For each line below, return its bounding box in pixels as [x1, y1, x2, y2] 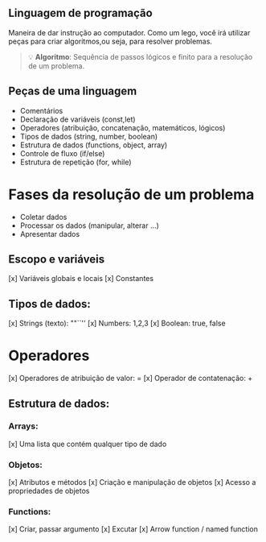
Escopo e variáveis [8, 252, 105, 266]
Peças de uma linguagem [8, 85, 137, 98]
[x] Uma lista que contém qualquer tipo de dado [8, 439, 167, 449]
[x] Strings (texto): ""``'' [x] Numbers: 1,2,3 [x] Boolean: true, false [8, 318, 227, 329]
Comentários [19, 106, 63, 115]
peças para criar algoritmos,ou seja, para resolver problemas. [8, 36, 213, 46]
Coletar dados [19, 212, 68, 221]
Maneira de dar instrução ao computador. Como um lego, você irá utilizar [8, 27, 251, 37]
